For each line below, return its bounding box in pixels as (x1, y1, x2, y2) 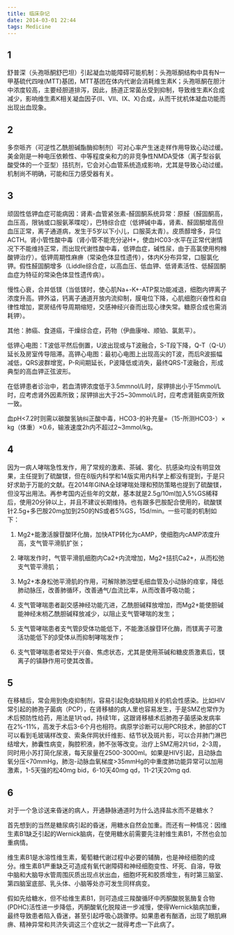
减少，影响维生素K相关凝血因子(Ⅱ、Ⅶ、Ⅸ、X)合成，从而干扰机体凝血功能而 (7, 95, 226, 103)
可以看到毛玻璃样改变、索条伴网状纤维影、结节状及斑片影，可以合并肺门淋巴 (7, 731, 227, 740)
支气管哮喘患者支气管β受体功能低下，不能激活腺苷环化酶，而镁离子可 (17, 624, 217, 632)
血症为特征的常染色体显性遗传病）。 (7, 270, 108, 279)
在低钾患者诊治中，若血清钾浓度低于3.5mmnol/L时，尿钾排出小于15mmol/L (7, 381, 221, 390)
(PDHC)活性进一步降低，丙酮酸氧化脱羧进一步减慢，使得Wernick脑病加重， (7, 903, 224, 911)
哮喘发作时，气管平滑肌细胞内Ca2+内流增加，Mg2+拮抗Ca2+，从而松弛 (17, 554, 225, 562)
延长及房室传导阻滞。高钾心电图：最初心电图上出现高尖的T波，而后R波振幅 (7, 349, 223, 358)
